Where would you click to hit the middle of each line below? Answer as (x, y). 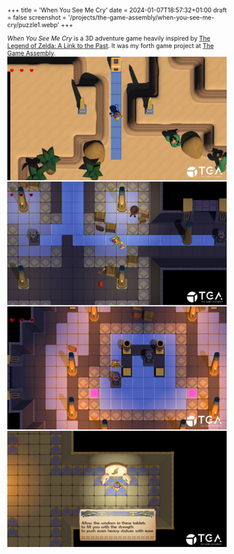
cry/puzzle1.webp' (33, 25)
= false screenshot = (37, 17)
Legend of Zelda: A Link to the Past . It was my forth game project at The (111, 46)
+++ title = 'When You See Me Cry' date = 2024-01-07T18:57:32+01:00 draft (117, 10)
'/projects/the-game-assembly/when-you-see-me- (141, 17)
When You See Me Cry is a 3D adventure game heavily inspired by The (109, 38)
